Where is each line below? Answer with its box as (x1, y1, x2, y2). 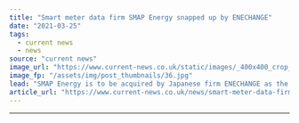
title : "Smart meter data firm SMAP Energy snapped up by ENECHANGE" (9, 12, 273, 22)
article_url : (9, 87, 58, 96)
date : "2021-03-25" (9, 21, 82, 30)
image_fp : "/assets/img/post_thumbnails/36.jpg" (9, 71, 193, 80)
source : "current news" (9, 54, 98, 63)
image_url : (9, 63, 50, 72)
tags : (9, 29, 29, 38)
